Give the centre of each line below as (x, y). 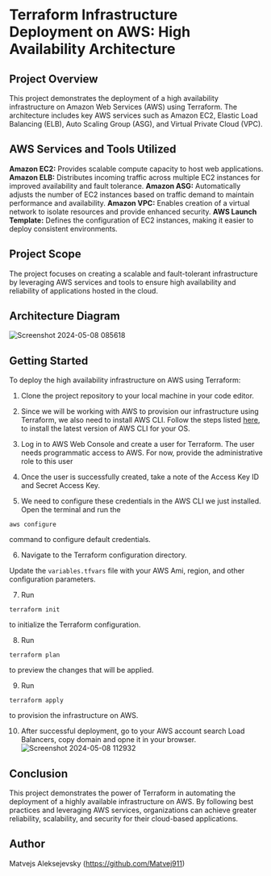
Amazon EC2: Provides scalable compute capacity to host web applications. (136, 169)
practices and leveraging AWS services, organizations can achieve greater (133, 810)
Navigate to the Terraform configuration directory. (104, 555)
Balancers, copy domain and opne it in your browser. (108, 740)
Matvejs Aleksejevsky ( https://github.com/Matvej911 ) (97, 863)
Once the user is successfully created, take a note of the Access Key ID (140, 477)
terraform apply (36, 701)
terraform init (35, 610)
